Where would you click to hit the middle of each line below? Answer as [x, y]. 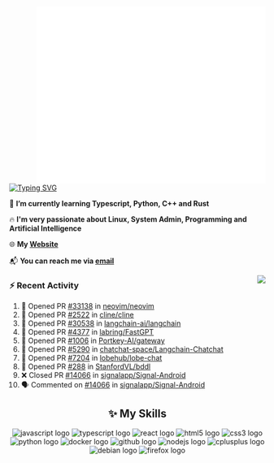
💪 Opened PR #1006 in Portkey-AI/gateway [93, 341]
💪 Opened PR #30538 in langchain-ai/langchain [101, 323]
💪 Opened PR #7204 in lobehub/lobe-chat [91, 358]
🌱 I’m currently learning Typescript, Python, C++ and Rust [109, 203]
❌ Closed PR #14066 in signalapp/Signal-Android [103, 375]
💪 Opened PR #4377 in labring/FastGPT [87, 332]
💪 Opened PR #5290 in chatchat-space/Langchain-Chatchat [122, 349]
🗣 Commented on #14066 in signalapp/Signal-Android [113, 385]
